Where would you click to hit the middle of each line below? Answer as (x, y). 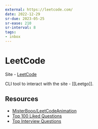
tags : (10, 32)
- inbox (13, 37)
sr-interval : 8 (20, 28)
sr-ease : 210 (18, 23)
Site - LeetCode (21, 74)
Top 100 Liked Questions (37, 116)
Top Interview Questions (37, 121)
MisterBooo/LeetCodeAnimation (44, 111)
